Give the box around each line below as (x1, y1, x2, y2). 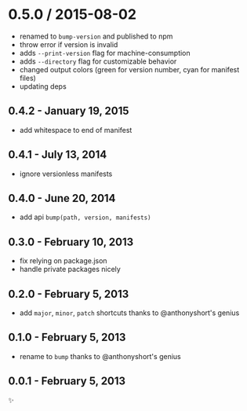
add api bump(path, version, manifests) (19, 212, 151, 222)
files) (19, 73, 37, 83)
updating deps (19, 81, 67, 91)
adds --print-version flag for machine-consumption (19, 48, 191, 57)
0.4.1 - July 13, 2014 (8, 148, 107, 162)
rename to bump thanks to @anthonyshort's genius (19, 351, 182, 361)
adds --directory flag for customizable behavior (19, 57, 177, 66)
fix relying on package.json (19, 256, 107, 266)
